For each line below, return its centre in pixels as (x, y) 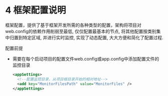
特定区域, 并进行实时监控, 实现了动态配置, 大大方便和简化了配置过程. (93, 37)
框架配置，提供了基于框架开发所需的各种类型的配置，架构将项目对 (73, 25)
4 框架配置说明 (36, 10)
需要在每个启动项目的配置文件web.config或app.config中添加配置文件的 (86, 58)
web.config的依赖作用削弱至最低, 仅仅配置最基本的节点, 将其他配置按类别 (81, 31)
